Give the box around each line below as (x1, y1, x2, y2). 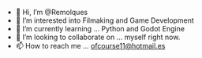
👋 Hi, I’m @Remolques (15, 8, 88, 16)
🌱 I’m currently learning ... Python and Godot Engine (15, 24, 185, 33)
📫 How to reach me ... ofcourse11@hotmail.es (15, 42, 166, 50)
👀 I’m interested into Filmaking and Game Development (15, 16, 195, 25)
